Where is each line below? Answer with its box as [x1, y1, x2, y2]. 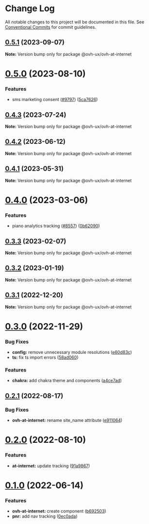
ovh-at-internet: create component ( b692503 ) [12, 508, 106, 514]
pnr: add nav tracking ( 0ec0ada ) [12, 513, 78, 519]
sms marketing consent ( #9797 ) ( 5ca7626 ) [12, 97, 98, 103]
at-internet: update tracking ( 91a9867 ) [12, 463, 90, 469]
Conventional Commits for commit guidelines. [5, 24, 96, 30]
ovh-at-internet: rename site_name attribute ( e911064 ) [12, 418, 123, 423]
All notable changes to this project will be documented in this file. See [5, 19, 145, 25]
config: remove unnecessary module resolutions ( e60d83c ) [12, 349, 132, 355]
